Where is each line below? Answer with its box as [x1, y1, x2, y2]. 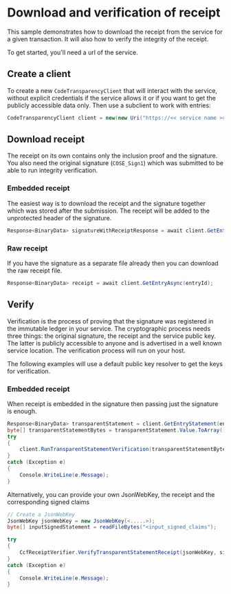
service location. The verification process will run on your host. [7, 346, 186, 354]
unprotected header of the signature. [7, 213, 112, 222]
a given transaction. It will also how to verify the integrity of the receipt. [7, 34, 209, 43]
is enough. [7, 407, 37, 415]
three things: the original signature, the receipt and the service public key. [7, 332, 217, 340]
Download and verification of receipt [7, 5, 221, 21]
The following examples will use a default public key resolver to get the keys [7, 359, 223, 368]
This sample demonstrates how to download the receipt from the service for [7, 28, 223, 36]
